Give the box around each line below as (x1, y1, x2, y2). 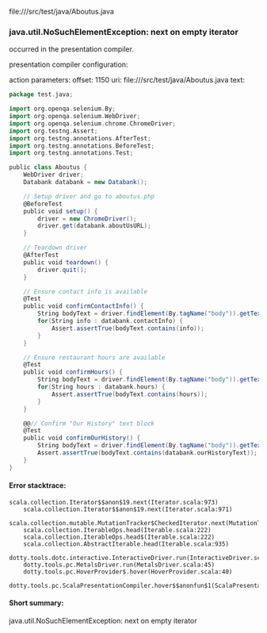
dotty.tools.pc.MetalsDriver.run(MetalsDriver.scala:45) (23, 561, 216, 569)
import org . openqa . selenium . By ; (9, 105, 116, 113)
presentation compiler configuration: (9, 59, 128, 70)
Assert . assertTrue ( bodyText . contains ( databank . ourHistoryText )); (37, 449, 258, 457)
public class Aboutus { (9, 163, 88, 171)
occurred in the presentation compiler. (9, 44, 134, 54)
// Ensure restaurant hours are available (23, 353, 166, 362)
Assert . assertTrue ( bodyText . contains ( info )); (51, 324, 204, 332)
